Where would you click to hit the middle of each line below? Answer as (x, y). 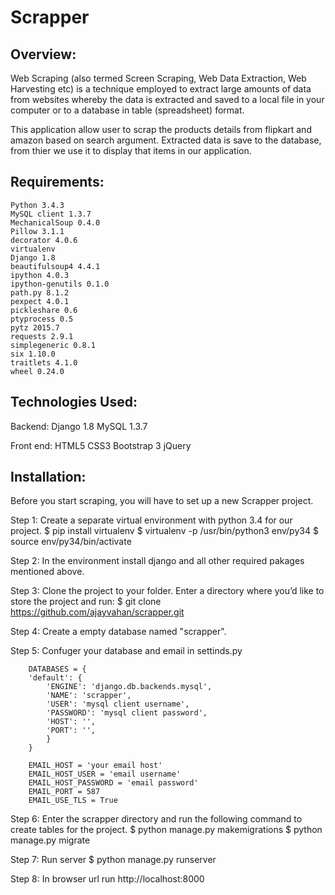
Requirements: (57, 182)
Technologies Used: (74, 402)
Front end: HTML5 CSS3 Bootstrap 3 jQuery (101, 445)
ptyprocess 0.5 (42, 319)
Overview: (43, 54)
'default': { (55, 678)
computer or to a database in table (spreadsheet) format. (127, 110)
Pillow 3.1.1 (37, 231)
